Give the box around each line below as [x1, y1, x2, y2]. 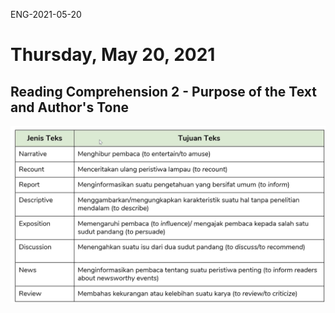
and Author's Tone [10, 99, 129, 116]
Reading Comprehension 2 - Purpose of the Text [10, 83, 317, 100]
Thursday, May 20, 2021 [10, 44, 216, 66]
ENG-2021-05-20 [10, 9, 82, 20]
